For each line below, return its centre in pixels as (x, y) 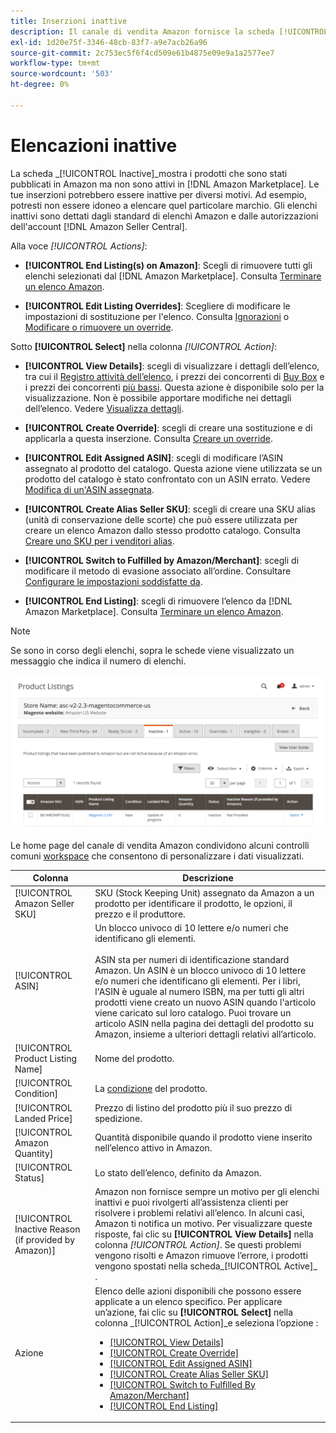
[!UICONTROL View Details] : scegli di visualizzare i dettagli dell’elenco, (172, 366)
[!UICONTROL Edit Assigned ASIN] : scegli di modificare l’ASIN (154, 457)
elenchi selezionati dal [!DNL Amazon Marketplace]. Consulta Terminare (173, 276)
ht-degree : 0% (40, 85)
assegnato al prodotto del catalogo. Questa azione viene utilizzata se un (173, 468)
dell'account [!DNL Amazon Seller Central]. (99, 226)
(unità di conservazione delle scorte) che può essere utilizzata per (161, 519)
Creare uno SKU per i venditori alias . (99, 541)
